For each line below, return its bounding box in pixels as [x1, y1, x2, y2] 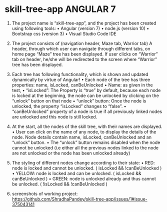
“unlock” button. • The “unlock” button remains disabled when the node [11, 139, 160, 145]
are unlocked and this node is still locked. [11, 113, 97, 119]
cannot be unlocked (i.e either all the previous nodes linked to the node [11, 144, 158, 150]
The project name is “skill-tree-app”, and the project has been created [11, 20, 156, 26]
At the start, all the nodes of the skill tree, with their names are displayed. [11, 123, 162, 129]
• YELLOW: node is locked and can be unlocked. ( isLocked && [11, 170, 141, 176]
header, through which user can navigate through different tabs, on [11, 45, 150, 51]
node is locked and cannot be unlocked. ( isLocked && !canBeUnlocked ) [11, 165, 162, 171]
